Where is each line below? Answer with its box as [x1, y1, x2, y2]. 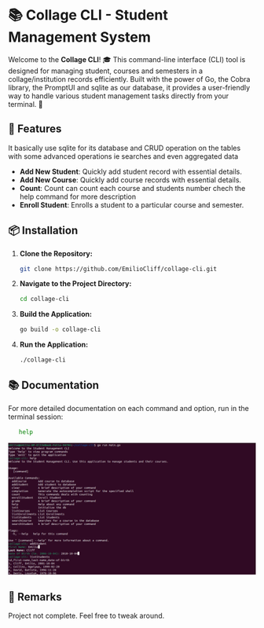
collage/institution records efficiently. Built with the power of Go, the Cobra [8, 74, 251, 83]
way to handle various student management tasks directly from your [8, 91, 229, 101]
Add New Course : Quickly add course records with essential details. [19, 174, 242, 185]
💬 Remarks [8, 590, 62, 604]
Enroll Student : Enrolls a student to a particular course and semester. [19, 200, 244, 209]
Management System [8, 28, 152, 46]
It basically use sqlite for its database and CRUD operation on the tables [8, 143, 241, 152]
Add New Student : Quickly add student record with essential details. [19, 167, 242, 176]
